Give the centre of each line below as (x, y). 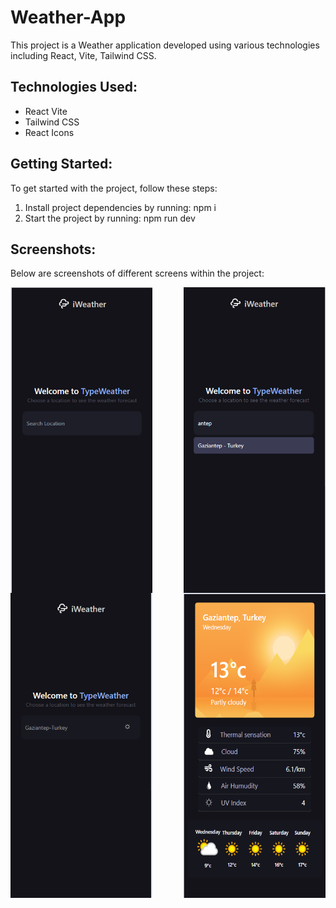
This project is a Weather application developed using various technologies (165, 45)
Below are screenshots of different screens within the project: (137, 273)
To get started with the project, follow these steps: (114, 188)
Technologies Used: (74, 87)
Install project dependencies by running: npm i (120, 207)
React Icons (49, 132)
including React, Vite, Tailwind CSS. (83, 55)
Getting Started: (61, 164)
